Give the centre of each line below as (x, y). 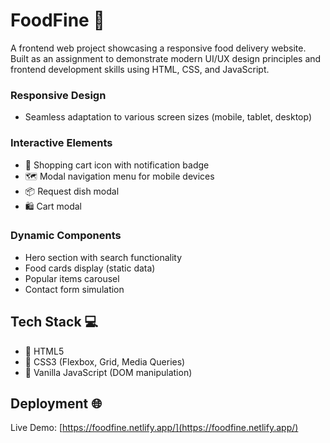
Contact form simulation (74, 289)
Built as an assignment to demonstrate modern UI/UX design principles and (166, 58)
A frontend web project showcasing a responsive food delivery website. (158, 48)
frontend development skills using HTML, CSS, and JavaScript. (140, 69)
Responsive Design (58, 95)
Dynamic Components (66, 236)
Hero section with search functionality (103, 257)
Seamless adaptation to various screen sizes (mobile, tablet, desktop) (168, 117)
